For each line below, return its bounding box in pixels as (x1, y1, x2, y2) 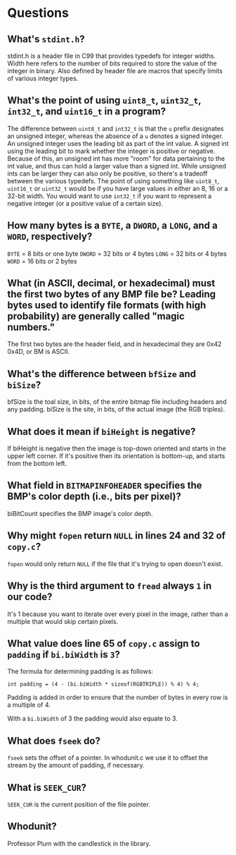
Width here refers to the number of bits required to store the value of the (7, 59, 218, 68)
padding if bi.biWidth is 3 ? (7, 648, 121, 660)
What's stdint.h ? (7, 33, 86, 45)
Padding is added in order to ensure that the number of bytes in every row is (7, 693, 228, 702)
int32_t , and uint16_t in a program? (7, 106, 166, 118)
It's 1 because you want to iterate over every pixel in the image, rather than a (7, 610, 228, 618)
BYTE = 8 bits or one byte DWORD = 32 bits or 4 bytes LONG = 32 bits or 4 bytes (7, 249, 227, 258)
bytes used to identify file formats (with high (7, 300, 206, 312)
